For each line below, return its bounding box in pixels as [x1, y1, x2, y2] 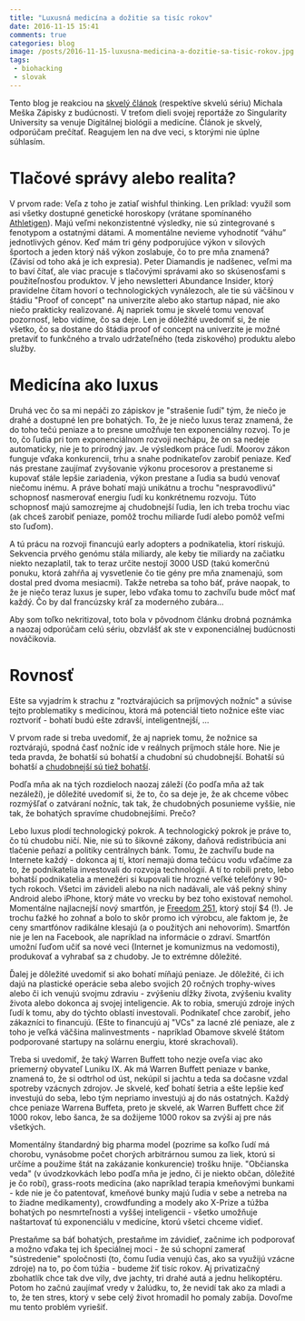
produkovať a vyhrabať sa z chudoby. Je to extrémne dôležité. [9, 951, 242, 962]
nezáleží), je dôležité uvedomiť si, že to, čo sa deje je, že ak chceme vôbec [9, 788, 289, 799]
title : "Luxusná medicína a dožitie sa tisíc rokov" [9, 13, 213, 23]
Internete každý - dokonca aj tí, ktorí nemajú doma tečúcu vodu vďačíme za [9, 854, 293, 865]
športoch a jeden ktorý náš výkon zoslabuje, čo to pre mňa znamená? [9, 246, 270, 257]
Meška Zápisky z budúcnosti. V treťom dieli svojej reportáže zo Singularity [9, 106, 288, 118]
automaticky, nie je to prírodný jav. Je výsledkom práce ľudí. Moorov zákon [9, 443, 290, 455]
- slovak [13, 73, 47, 82]
